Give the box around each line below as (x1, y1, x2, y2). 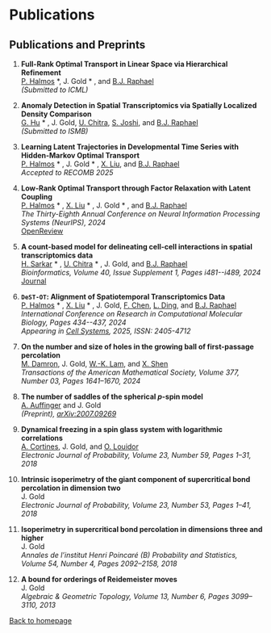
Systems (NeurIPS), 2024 (20, 218, 106, 227)
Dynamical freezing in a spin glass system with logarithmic (20, 425, 223, 434)
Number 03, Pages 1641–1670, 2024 (20, 376, 141, 385)
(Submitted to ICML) (20, 85, 89, 94)
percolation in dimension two (20, 483, 121, 493)
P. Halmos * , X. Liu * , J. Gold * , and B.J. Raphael (20, 200, 188, 210)
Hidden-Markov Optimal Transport (20, 151, 140, 160)
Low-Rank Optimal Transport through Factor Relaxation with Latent (20, 183, 251, 193)
